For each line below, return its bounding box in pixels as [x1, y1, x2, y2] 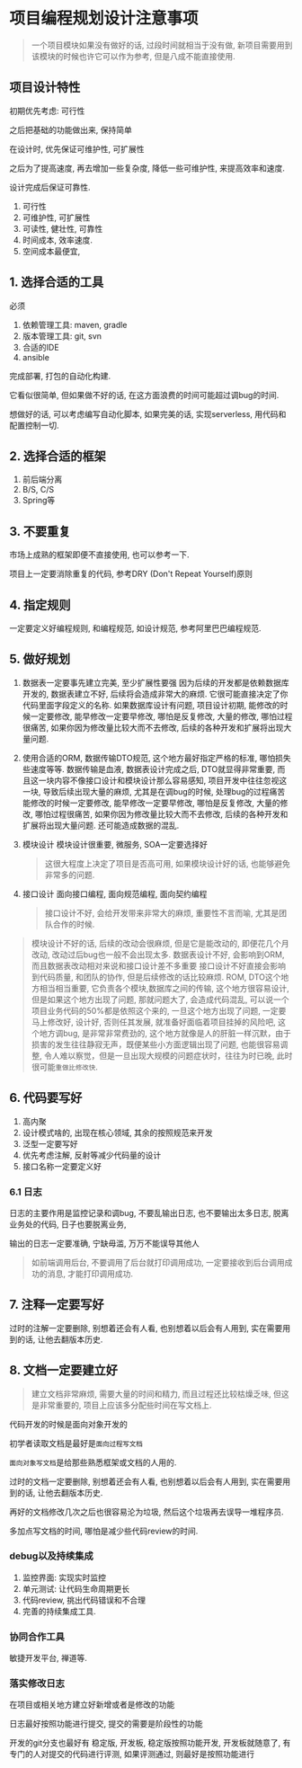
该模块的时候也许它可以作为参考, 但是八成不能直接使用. [31, 50, 235, 61]
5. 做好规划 [9, 652, 70, 667]
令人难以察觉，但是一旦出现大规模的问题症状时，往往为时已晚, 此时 [43, 1050, 293, 1061]
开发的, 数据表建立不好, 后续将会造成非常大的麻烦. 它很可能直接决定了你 [22, 689, 289, 699]
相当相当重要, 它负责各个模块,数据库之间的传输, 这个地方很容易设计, [39, 982, 289, 993]
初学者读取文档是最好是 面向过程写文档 [9, 1437, 144, 1448]
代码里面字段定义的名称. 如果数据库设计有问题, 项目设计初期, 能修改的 [22, 699, 280, 710]
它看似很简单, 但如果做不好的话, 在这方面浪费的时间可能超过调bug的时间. [9, 389, 280, 400]
